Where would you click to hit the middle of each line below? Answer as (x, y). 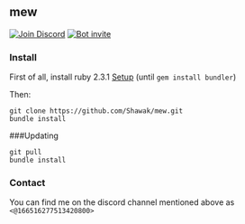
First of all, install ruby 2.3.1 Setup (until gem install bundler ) (123, 77)
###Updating (34, 135)
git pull (26, 153)
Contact (27, 183)
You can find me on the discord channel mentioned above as (122, 202)
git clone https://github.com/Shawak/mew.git (96, 111)
